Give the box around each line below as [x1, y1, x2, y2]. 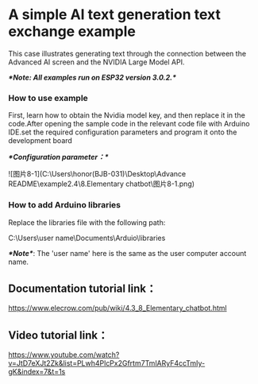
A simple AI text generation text [8, 6, 221, 24]
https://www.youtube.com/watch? [8, 350, 120, 359]
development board [8, 136, 73, 145]
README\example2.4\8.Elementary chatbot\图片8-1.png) [8, 179, 195, 188]
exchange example [8, 22, 137, 41]
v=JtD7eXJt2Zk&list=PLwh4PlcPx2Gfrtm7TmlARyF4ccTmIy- [8, 359, 206, 368]
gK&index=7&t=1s [8, 367, 66, 377]
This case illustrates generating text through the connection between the [8, 48, 247, 58]
